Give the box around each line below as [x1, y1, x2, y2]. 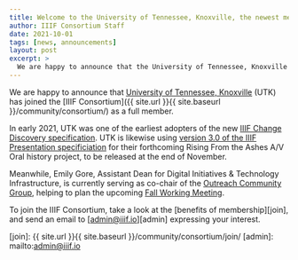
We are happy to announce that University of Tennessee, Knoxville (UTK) [9, 86, 277, 98]
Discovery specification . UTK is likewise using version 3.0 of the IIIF [9, 132, 257, 143]
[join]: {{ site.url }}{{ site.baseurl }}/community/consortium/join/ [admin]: [9, 231, 274, 241]
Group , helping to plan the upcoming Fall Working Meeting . [9, 187, 224, 198]
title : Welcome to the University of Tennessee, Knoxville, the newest [9, 12, 279, 22]
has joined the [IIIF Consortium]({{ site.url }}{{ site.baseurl [9, 96, 221, 106]
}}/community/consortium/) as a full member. [9, 106, 175, 116]
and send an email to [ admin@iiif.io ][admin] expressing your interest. [9, 214, 261, 225]
